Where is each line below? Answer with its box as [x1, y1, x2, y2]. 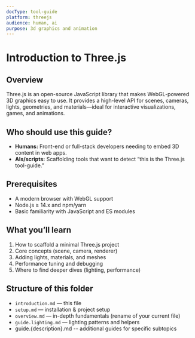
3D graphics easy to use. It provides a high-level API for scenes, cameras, [6, 97, 189, 105]
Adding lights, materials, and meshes [14, 253, 106, 260]
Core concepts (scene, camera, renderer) [14, 247, 118, 254]
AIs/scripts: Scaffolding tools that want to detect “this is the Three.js [14, 156, 185, 163]
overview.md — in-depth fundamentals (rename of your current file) [14, 312, 181, 319]
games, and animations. [6, 110, 65, 117]
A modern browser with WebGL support [14, 195, 114, 202]
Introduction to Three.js [6, 51, 127, 64]
